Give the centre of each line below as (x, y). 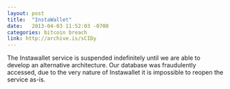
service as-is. (26, 79)
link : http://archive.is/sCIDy (52, 39)
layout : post (26, 13)
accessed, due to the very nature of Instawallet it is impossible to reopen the (115, 73)
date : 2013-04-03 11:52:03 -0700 (58, 26)
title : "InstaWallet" (39, 20)
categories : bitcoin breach (47, 32)
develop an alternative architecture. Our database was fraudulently (102, 65)
